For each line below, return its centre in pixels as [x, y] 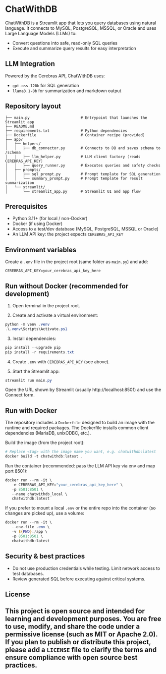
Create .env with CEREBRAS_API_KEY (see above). [61, 362]
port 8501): [16, 471]
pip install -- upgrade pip [33, 347]
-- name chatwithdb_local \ [40, 494]
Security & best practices [45, 556]
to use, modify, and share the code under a [73, 627]
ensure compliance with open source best [71, 658]
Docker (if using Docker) [37, 224]
